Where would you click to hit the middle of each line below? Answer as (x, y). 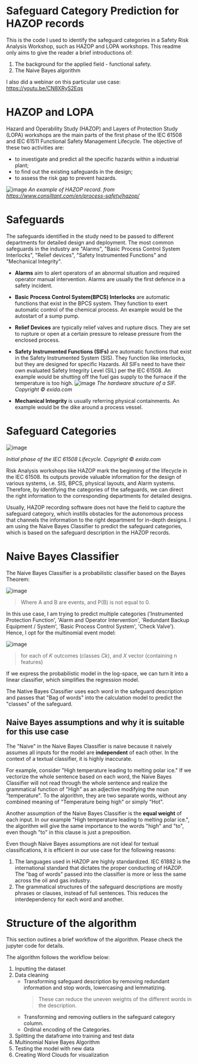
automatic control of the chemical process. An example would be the (98, 309)
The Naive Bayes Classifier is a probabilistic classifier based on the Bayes (96, 573)
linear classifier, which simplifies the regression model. (73, 679)
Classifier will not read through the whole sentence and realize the (87, 783)
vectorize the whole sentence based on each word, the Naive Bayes (89, 776)
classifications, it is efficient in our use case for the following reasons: (91, 850)
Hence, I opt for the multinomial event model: (61, 633)
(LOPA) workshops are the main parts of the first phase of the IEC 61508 (94, 135)
